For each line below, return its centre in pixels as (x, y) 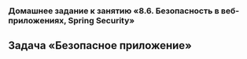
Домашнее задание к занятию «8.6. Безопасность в (114, 11)
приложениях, (37, 20)
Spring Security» (101, 20)
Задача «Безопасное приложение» (100, 45)
